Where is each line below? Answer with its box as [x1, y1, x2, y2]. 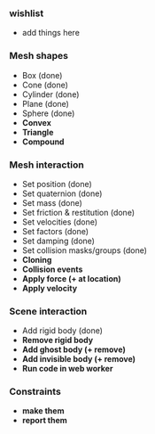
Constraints [9, 386, 62, 398]
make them [21, 405, 65, 416]
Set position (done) [21, 178, 93, 189]
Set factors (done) [21, 225, 89, 236]
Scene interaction [9, 305, 88, 317]
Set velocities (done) [21, 217, 98, 227]
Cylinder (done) [21, 88, 80, 100]
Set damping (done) [21, 235, 96, 246]
